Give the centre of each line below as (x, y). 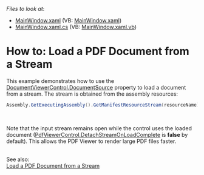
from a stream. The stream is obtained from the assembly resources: (92, 94)
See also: (18, 159)
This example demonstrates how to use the (60, 81)
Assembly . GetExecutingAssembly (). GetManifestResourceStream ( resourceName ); (104, 105)
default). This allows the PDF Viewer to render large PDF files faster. (91, 141)
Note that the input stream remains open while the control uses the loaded (99, 128)
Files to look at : (25, 9)
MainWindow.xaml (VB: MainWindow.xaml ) (68, 20)
